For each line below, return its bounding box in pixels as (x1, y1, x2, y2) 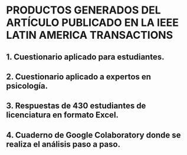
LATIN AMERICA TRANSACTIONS (6, 29, 173, 42)
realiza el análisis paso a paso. (6, 139, 121, 149)
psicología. (6, 80, 48, 91)
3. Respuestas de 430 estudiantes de (6, 101, 146, 111)
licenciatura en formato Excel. (6, 110, 119, 120)
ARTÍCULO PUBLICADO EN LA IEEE (6, 16, 179, 29)
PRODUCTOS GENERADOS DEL (6, 4, 161, 17)
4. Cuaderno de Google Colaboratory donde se (6, 130, 181, 140)
